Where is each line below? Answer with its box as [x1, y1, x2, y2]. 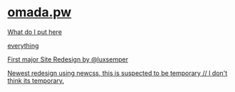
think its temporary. [7, 76, 65, 85]
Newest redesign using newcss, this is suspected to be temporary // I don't [7, 69, 228, 77]
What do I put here [7, 28, 63, 36]
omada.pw [7, 4, 72, 21]
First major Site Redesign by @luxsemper [7, 54, 128, 64]
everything [7, 41, 39, 50]
